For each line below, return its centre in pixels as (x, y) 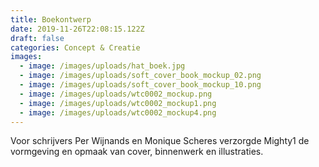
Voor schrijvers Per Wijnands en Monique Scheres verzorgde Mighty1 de (160, 141)
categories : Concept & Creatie (75, 47)
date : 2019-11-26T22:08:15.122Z (77, 29)
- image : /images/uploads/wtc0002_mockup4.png (118, 112)
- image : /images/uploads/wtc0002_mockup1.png (118, 103)
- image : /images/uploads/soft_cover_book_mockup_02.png (140, 76)
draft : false (37, 38)
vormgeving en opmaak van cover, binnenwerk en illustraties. (137, 152)
